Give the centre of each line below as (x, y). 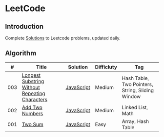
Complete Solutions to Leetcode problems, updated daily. (63, 38)
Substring (33, 81)
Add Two (32, 107)
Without (31, 87)
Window (131, 96)
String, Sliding (138, 90)
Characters (35, 99)
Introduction (24, 26)
